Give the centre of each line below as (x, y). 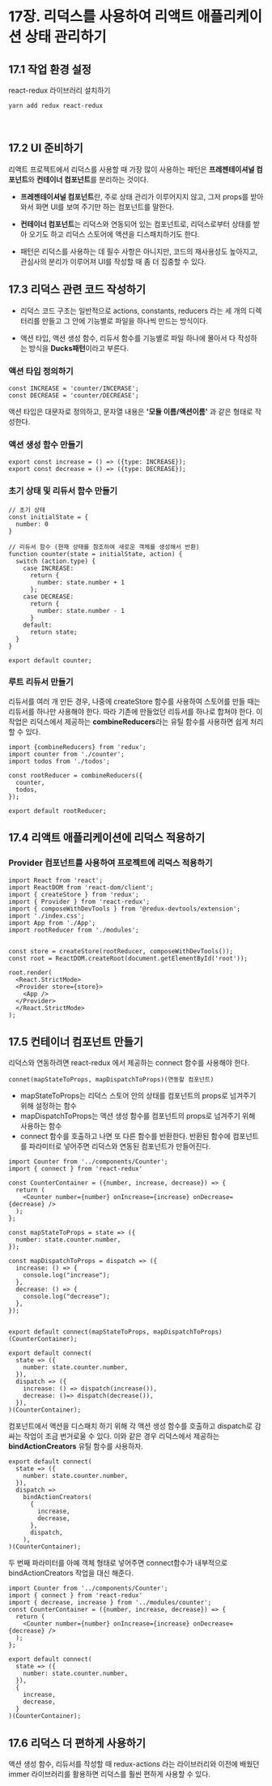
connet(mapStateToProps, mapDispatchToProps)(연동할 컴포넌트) (111, 1080)
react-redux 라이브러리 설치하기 (59, 90)
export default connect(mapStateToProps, (79, 1332)
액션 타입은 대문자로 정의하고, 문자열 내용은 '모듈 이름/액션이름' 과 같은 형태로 (131, 411)
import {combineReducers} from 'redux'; (78, 747)
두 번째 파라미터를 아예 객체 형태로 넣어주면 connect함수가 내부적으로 (118, 1563)
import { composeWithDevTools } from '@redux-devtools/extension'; (125, 909)
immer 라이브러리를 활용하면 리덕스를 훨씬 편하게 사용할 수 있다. (109, 1774)
